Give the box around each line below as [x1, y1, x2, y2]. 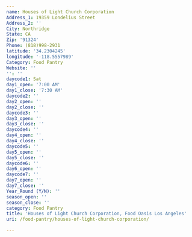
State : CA [6, 31, 31, 37]
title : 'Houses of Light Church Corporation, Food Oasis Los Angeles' [6, 210, 187, 217]
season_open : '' [6, 194, 47, 200]
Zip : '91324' [6, 37, 39, 43]
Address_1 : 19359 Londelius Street [6, 14, 96, 21]
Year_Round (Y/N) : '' [6, 188, 61, 194]
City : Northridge [6, 25, 50, 32]
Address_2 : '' [6, 20, 42, 26]
